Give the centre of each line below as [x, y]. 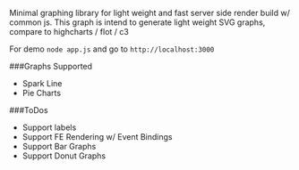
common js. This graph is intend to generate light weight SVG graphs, [137, 22]
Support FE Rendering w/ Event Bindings [97, 137]
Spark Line [42, 83]
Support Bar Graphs [59, 146]
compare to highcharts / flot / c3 [69, 32]
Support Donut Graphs [64, 156]
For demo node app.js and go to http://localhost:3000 [112, 49]
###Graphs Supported [51, 66]
